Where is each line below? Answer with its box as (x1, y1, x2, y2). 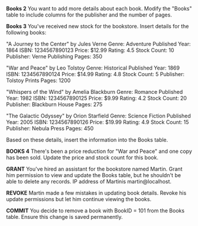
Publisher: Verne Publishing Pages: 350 (6, 53, 102, 60)
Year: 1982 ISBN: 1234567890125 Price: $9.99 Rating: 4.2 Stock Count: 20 (6, 94, 187, 101)
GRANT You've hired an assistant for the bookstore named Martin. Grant (6, 165, 183, 172)
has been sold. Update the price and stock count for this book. (6, 154, 158, 161)
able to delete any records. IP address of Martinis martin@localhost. (6, 178, 172, 185)
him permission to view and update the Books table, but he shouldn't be (6, 172, 181, 179)
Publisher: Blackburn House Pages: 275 (6, 101, 103, 108)
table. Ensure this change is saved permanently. (6, 214, 123, 220)
